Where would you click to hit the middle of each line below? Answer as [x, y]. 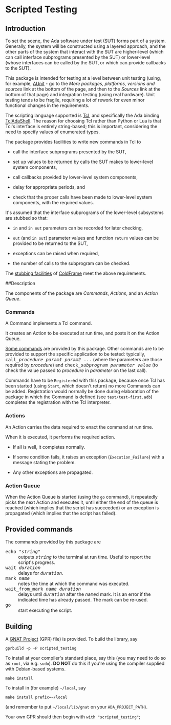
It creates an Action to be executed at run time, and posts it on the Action [82, 333]
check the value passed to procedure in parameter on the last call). [76, 370]
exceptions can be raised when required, [56, 253]
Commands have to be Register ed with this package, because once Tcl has [85, 381]
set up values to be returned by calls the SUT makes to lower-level [83, 162]
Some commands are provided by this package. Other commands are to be [84, 349]
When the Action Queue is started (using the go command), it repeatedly [81, 497]
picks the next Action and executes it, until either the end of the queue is [82, 502]
